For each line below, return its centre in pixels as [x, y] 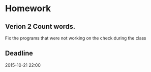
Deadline [19, 53]
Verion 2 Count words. [40, 27]
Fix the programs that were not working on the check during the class [76, 38]
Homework [28, 9]
